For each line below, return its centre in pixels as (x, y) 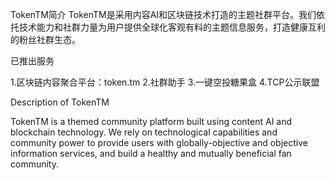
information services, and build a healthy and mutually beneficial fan (151, 153)
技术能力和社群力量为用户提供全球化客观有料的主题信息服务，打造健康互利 (172, 27)
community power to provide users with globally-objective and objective (159, 142)
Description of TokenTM (60, 102)
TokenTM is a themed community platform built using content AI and (151, 121)
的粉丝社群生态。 (45, 39)
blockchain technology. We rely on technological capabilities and (144, 132)
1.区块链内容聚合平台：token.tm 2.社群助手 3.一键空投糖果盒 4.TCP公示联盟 (165, 82)
